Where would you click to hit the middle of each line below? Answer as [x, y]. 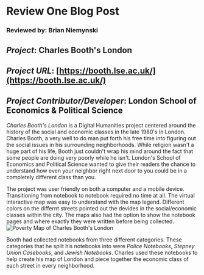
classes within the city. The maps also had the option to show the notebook [101, 215]
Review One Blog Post [63, 11]
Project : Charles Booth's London [69, 50]
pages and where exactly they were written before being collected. [90, 221]
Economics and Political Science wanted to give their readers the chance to [101, 164]
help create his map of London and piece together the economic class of [97, 259]
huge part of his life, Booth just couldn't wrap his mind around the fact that [100, 151]
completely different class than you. [51, 177]
